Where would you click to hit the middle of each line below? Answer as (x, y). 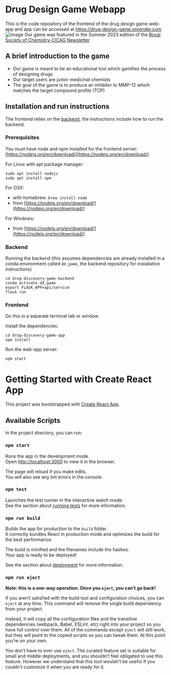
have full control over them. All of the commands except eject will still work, (85, 630)
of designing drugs (33, 74)
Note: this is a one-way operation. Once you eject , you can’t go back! (81, 588)
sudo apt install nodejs (32, 173)
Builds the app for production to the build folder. (57, 529)
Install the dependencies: (32, 326)
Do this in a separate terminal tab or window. (52, 316)
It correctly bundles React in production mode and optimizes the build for (82, 534)
